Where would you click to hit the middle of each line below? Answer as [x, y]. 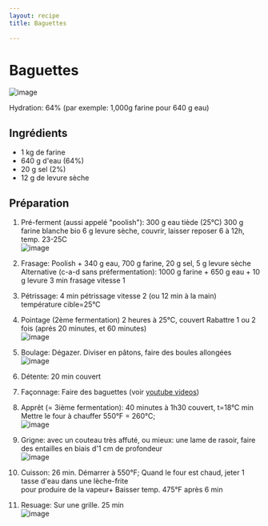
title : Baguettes [38, 23]
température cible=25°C [60, 304]
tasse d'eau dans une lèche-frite [74, 480]
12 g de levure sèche [55, 178]
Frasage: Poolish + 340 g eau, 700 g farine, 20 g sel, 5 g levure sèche [136, 263]
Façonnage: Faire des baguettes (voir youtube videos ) [110, 391]
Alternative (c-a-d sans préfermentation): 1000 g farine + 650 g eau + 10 [140, 271]
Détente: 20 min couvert [61, 376]
